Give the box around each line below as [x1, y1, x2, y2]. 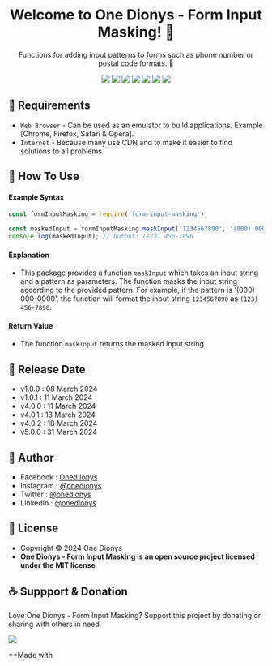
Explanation [8, 250, 50, 260]
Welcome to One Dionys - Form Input [9, 6, 263, 24]
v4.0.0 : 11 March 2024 [19, 402, 96, 411]
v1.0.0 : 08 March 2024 [19, 384, 98, 394]
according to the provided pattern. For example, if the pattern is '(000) [19, 286, 255, 295]
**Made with [8, 650, 53, 660]
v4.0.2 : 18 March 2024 [19, 419, 98, 428]
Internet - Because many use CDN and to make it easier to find [19, 137, 233, 147]
